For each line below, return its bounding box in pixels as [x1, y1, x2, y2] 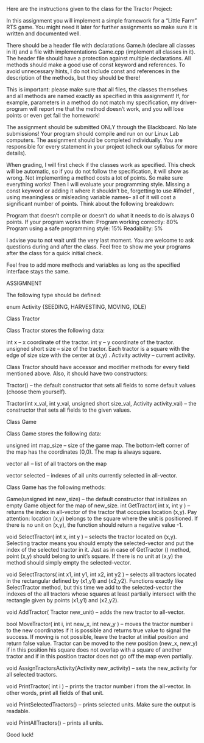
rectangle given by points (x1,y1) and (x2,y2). [6, 597, 119, 604]
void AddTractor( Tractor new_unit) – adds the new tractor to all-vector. [6, 608, 185, 616]
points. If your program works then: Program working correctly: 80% [6, 219, 178, 225]
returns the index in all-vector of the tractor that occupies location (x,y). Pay [6, 509, 197, 515]
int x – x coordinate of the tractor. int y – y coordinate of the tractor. [6, 339, 175, 346]
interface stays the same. [6, 268, 70, 275]
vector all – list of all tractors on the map [6, 460, 107, 467]
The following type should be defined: [6, 292, 102, 298]
